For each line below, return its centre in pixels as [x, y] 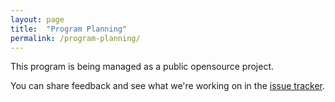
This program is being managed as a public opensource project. [142, 67]
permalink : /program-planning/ [75, 38]
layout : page [37, 19]
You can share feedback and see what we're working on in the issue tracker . [168, 86]
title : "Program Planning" [69, 29]
